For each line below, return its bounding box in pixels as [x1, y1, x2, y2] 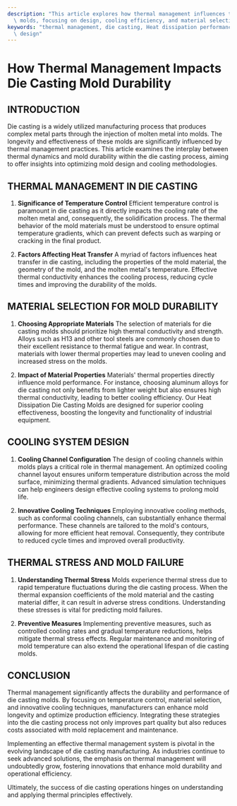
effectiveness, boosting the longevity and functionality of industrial [17, 408, 212, 417]
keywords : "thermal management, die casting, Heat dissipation [7, 23, 197, 30]
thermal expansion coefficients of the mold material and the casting [17, 591, 214, 599]
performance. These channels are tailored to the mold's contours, [17, 521, 209, 530]
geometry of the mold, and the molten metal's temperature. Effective [17, 266, 217, 274]
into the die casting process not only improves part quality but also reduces [7, 718, 227, 727]
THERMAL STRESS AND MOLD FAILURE [7, 557, 185, 569]
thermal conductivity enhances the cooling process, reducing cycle [17, 273, 214, 281]
